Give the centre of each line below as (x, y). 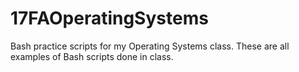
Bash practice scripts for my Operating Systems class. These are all (150, 46)
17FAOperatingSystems (109, 18)
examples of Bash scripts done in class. (92, 56)
